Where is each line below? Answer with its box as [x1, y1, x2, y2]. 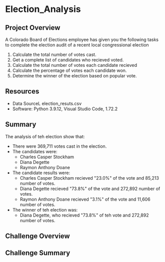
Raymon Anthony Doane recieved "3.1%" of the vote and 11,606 [19, 196, 151, 202]
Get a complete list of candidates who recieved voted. [12, 57, 124, 63]
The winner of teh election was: [12, 207, 78, 213]
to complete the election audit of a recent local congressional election [5, 42, 149, 48]
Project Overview [5, 23, 60, 32]
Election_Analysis [5, 3, 81, 15]
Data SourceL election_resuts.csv [12, 100, 82, 106]
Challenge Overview [5, 232, 70, 241]
